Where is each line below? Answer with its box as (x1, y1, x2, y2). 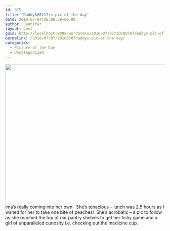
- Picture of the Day (10, 45, 56, 50)
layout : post (5, 26, 33, 31)
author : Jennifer (5, 21, 42, 27)
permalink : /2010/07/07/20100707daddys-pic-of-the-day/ (5, 36, 125, 41)
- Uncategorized (10, 50, 44, 55)
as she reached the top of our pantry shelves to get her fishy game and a (5, 214, 158, 220)
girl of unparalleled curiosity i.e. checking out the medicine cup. (5, 220, 138, 226)
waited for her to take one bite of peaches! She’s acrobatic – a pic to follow (5, 209, 162, 215)
